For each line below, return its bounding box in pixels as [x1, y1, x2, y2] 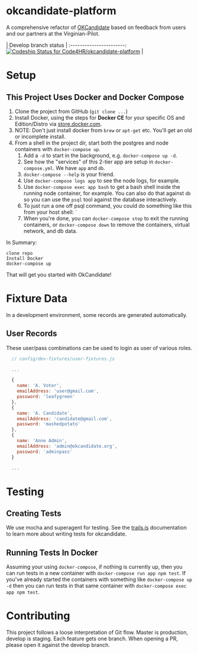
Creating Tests [6, 508, 62, 519]
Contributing [6, 609, 70, 623]
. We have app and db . [53, 164, 105, 171]
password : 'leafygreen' [17, 394, 76, 400]
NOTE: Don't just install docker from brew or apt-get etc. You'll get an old [14, 126, 192, 134]
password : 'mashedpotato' [17, 421, 81, 427]
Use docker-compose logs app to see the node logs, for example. [23, 177, 180, 184]
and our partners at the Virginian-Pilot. [6, 30, 100, 37]
